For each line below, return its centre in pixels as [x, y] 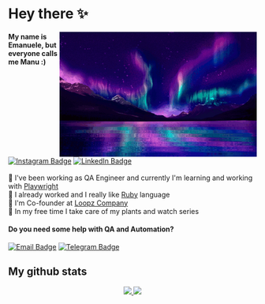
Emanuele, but [32, 45]
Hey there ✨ [49, 14]
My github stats [48, 272]
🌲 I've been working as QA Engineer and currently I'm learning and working [131, 178]
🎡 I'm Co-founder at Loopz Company [68, 203]
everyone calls [33, 53]
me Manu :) [27, 62]
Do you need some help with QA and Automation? [91, 229]
